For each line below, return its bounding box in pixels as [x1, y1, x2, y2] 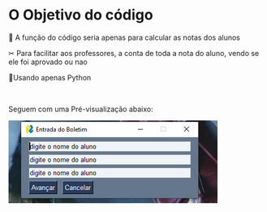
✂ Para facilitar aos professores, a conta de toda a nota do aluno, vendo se [8, 48, 260, 58]
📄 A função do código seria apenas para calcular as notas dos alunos [8, 32, 241, 42]
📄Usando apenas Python [8, 72, 92, 82]
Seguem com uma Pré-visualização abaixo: [8, 104, 153, 114]
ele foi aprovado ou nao [8, 57, 88, 67]
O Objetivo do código [8, 6, 153, 24]
